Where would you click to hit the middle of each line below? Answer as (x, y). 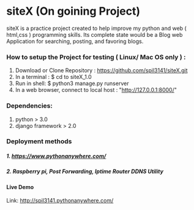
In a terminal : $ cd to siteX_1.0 (53, 77)
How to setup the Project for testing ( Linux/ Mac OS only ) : (96, 57)
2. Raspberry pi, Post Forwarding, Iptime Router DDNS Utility (85, 171)
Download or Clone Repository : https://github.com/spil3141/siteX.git (101, 70)
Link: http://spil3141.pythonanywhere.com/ (60, 201)
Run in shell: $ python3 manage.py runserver (72, 83)
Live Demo (20, 187)
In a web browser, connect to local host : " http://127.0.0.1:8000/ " (96, 90)
